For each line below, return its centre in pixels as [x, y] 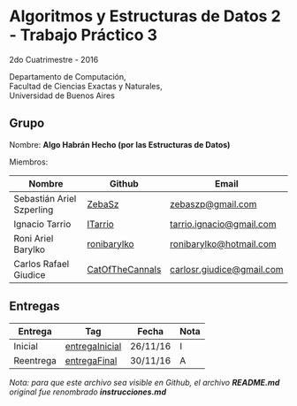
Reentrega [35, 360]
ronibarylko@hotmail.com [223, 243]
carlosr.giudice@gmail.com [226, 269]
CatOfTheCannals [124, 269]
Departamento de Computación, [68, 76]
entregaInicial [93, 346]
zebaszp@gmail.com [213, 203]
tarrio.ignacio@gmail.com [223, 224]
